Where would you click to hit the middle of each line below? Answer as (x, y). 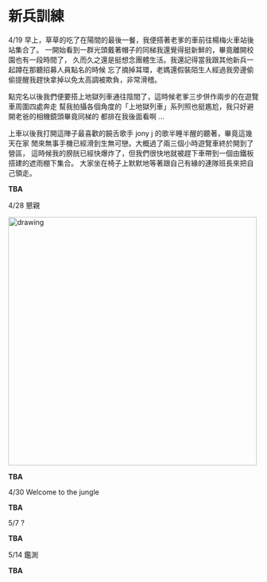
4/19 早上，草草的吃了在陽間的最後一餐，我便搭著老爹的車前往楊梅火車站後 (131, 40)
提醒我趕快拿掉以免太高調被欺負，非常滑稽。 (88, 80)
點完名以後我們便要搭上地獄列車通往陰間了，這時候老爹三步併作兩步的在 (126, 96)
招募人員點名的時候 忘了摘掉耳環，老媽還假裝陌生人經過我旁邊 (145, 69)
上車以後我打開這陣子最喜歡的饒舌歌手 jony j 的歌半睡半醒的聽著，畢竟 (123, 133)
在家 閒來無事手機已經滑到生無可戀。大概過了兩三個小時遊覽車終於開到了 (134, 143)
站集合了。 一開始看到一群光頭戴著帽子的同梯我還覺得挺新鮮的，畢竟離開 (128, 49)
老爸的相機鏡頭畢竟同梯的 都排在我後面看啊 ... (89, 116)
